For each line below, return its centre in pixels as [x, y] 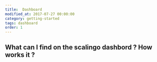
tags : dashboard [21, 23]
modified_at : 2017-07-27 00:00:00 [40, 14]
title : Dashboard [24, 9]
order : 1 [14, 28]
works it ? [20, 54]
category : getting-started [32, 18]
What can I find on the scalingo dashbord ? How [79, 47]
